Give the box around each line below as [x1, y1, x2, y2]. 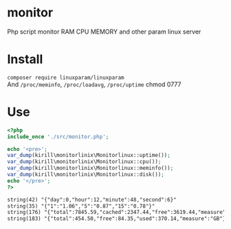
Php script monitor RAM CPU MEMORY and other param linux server [7, 27, 201, 36]
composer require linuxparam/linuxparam [7, 74, 125, 81]
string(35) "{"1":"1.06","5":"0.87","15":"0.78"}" [7, 202, 155, 210]
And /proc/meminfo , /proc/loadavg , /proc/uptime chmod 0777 [7, 80, 181, 88]
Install [7, 51, 43, 67]
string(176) [7, 209, 41, 216]
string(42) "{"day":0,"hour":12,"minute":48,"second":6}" [7, 196, 177, 203]
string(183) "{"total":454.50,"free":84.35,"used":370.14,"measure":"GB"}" [7, 215, 229, 222]
